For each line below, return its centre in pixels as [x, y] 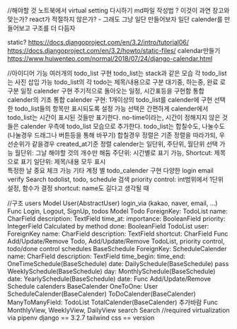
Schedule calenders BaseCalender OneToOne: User [83, 286]
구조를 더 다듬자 [53, 28]
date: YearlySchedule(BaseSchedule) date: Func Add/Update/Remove [109, 279]
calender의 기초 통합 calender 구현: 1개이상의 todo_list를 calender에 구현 [110, 100]
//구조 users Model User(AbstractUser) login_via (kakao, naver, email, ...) [112, 203]
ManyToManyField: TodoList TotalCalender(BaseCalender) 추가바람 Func [112, 302]
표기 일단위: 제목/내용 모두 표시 [63, 162]
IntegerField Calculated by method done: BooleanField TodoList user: [108, 226]
